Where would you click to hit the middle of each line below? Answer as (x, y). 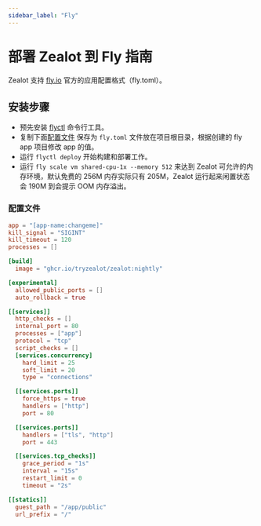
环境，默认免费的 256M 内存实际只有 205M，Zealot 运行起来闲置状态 (138, 177)
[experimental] (33, 283)
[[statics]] (27, 499)
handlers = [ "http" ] (56, 406)
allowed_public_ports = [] (59, 290)
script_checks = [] (47, 348)
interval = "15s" (51, 471)
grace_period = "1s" (56, 464)
